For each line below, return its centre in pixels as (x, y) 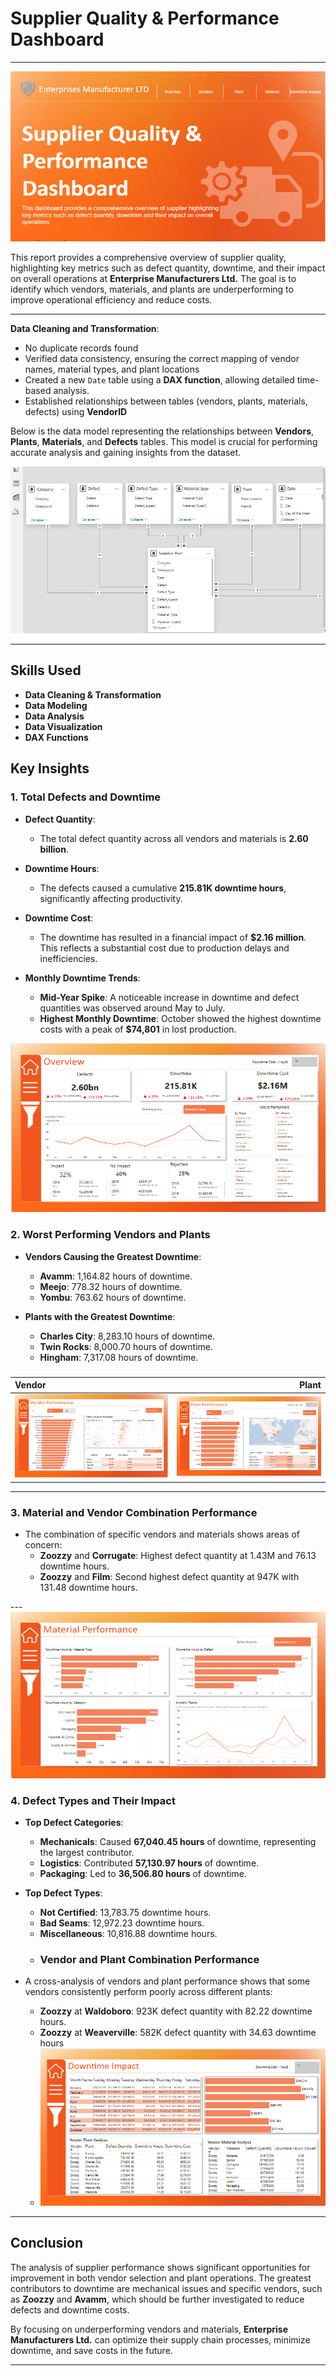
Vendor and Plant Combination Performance (149, 1960)
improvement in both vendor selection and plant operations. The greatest (161, 2278)
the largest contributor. (87, 1853)
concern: (43, 1545)
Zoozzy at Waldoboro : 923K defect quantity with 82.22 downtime (176, 2011)
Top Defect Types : (63, 1893)
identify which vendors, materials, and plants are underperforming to (152, 289)
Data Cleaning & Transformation (93, 694)
